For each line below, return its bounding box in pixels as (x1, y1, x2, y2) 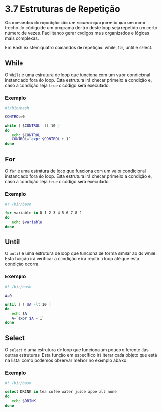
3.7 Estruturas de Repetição (5, 3, 121, 15)
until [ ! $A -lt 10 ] (5, 302, 51, 307)
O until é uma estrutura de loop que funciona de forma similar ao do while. (5, 251, 157, 256)
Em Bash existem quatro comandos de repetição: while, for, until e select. (5, 45, 153, 50)
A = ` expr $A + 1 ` (11, 316, 45, 321)
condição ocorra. (5, 261, 40, 267)
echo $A (11, 311, 27, 316)
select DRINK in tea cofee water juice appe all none (5, 389, 117, 394)
